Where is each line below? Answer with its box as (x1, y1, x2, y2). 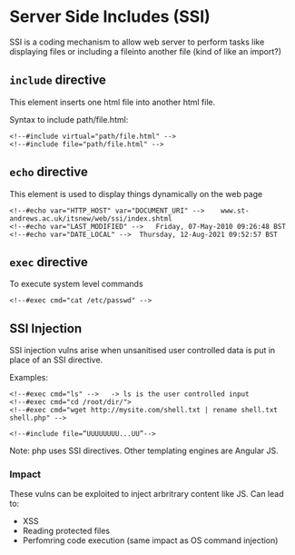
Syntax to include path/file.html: (9, 114, 129, 124)
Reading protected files (22, 525, 111, 537)
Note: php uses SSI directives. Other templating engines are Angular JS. (9, 445, 279, 456)
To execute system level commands (9, 279, 143, 290)
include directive (9, 73, 107, 88)
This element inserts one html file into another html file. (9, 96, 216, 107)
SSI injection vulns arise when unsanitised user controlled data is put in (9, 345, 276, 356)
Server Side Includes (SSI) (9, 6, 211, 27)
